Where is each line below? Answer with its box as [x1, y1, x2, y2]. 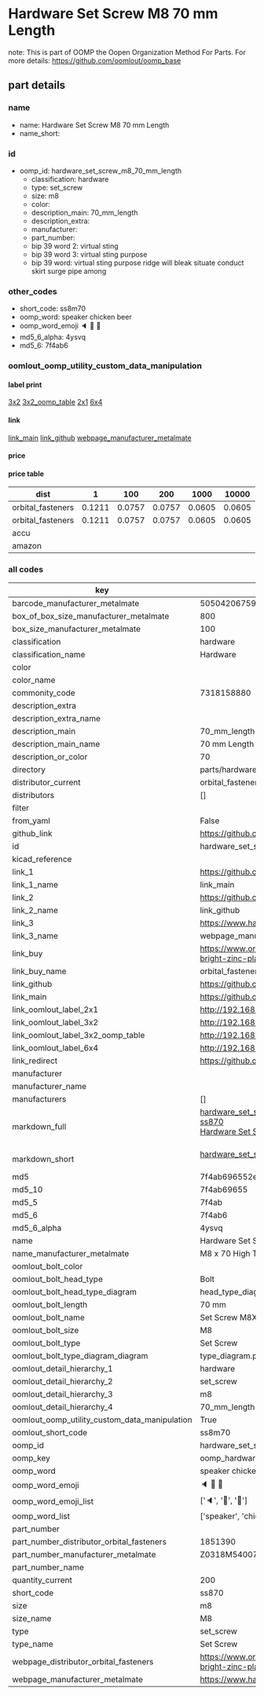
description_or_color [12, 751, 88, 762]
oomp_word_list [12, 1510, 71, 1521]
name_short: [19, 128, 60, 138]
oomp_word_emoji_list [12, 1496, 94, 1507]
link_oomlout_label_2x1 [12, 1004, 99, 1015]
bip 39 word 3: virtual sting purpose [31, 249, 148, 259]
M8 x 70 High [200, 1248, 251, 1259]
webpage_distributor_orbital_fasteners [12, 1656, 154, 1667]
